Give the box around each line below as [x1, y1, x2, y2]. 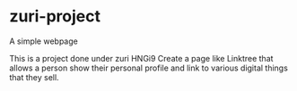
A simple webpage [9, 36, 78, 46]
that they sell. [9, 71, 60, 82]
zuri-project [9, 6, 101, 27]
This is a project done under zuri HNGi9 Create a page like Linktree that [9, 53, 274, 63]
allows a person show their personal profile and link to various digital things [9, 62, 289, 73]
